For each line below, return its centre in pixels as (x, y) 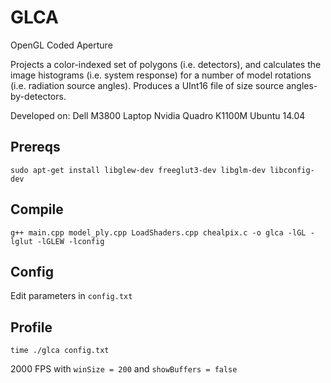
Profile (31, 327)
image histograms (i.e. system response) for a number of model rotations (161, 75)
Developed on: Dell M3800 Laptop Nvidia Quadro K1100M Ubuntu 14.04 (158, 115)
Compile (37, 209)
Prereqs (35, 147)
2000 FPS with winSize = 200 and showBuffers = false (124, 369)
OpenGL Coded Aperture (61, 45)
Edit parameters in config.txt (71, 296)
